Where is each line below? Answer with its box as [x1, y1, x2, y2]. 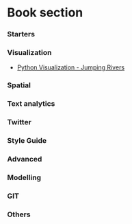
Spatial [7, 80, 31, 90]
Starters [7, 30, 36, 39]
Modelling [7, 172, 42, 182]
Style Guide [7, 136, 47, 146]
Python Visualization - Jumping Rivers [16, 63, 125, 71]
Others [7, 210, 31, 219]
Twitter [7, 117, 32, 127]
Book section [7, 5, 83, 21]
